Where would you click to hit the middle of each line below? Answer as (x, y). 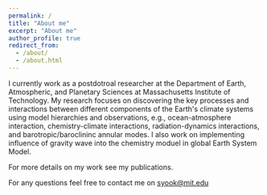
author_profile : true (45, 38)
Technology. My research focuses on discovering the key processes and (129, 100)
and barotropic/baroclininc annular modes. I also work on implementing (127, 134)
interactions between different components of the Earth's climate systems (131, 108)
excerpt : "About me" (43, 30)
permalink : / (30, 16)
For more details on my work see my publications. (91, 167)
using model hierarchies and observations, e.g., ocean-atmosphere (120, 117)
